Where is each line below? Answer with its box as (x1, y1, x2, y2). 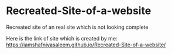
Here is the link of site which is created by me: (6, 35, 118, 42)
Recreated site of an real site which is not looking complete (6, 23, 149, 31)
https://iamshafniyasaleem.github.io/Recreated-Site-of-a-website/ (6, 41, 166, 48)
